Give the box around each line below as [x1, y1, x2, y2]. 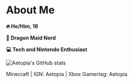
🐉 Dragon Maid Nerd [6, 34, 57, 41]
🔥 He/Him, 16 [6, 23, 38, 30]
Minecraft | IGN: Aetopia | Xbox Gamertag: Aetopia [6, 70, 128, 77]
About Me [6, 3, 55, 17]
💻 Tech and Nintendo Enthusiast [6, 46, 87, 53]
